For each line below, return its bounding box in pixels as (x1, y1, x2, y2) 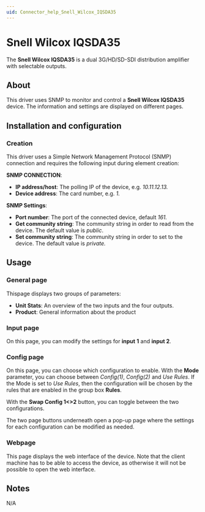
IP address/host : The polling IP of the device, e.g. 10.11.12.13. (15, 184, 168, 191)
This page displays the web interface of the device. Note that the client (6, 452, 185, 460)
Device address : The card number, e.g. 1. (15, 190, 121, 197)
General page (6, 276, 48, 284)
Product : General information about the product (15, 308, 136, 316)
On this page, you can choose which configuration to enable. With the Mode (6, 367, 199, 374)
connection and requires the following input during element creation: (6, 160, 179, 167)
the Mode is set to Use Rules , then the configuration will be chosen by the (6, 380, 193, 387)
